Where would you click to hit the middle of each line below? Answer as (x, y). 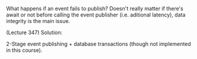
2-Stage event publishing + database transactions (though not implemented (98, 44)
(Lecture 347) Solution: (34, 32)
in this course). (24, 50)
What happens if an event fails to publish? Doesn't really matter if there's (95, 9)
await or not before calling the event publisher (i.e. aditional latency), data (96, 15)
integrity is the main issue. (38, 21)
